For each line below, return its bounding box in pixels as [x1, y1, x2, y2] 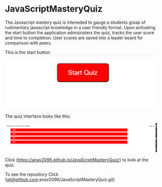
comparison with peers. [5, 40, 52, 46]
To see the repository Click [5, 171, 59, 177]
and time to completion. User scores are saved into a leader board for [5, 35, 143, 41]
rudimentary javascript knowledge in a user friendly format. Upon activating [5, 24, 156, 30]
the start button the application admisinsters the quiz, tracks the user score [5, 30, 154, 35]
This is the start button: [5, 49, 52, 55]
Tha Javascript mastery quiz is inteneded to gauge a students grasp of [5, 19, 146, 25]
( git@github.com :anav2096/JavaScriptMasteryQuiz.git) [5, 177, 115, 182]
